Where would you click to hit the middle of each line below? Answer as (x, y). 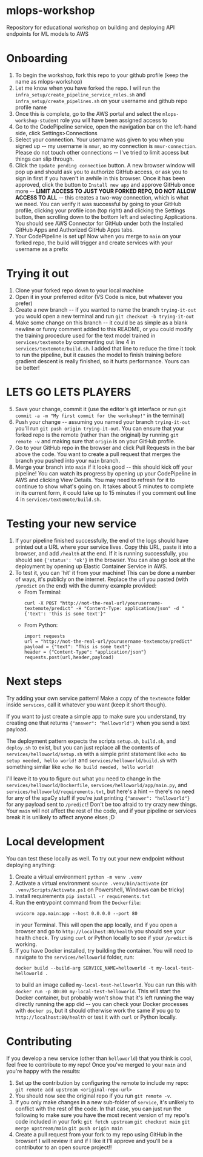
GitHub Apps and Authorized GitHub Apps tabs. (75, 230)
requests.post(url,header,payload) (69, 657)
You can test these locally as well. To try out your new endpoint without (95, 858)
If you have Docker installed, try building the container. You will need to (104, 950)
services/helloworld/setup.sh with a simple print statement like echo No (96, 754)
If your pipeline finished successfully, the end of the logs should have (102, 540)
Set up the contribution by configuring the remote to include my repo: (102, 1082)
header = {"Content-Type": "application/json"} (85, 652)
